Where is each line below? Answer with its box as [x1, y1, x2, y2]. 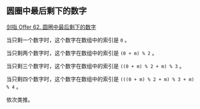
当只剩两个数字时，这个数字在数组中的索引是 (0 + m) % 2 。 [6, 49, 158, 56]
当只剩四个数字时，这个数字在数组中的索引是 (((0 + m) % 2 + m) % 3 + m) [6, 75, 194, 83]
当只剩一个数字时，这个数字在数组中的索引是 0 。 [6, 36, 130, 43]
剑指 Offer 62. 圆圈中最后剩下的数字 [6, 23, 97, 31]
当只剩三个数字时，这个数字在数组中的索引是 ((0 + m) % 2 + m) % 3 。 [6, 62, 185, 69]
